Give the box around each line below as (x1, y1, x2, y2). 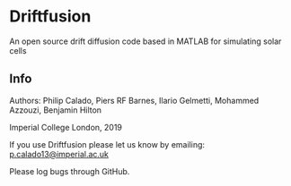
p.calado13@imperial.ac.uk (9, 148, 110, 159)
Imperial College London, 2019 (9, 122, 123, 132)
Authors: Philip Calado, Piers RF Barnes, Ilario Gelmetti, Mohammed (9, 95, 260, 106)
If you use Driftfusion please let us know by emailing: (9, 139, 205, 149)
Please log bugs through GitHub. (9, 165, 130, 176)
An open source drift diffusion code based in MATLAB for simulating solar (9, 36, 282, 46)
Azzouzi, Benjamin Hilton (9, 105, 101, 115)
